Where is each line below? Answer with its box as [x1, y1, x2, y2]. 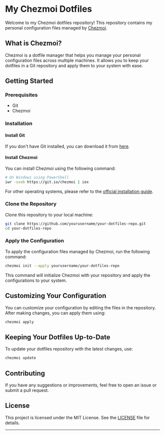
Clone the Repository [5, 200, 57, 207]
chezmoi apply [5, 319, 34, 325]
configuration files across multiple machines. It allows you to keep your [5, 57, 149, 63]
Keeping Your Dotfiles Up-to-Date [5, 333, 110, 341]
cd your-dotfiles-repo [5, 226, 52, 231]
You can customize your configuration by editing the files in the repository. [5, 304, 156, 310]
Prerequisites [5, 92, 38, 99]
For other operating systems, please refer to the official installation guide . [5, 188, 154, 194]
